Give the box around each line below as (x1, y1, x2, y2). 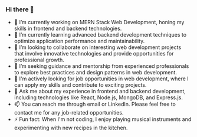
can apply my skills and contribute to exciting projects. (14, 81, 147, 89)
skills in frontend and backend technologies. (14, 25, 122, 32)
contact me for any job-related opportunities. (14, 109, 124, 116)
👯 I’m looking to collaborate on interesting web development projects (14, 44, 182, 51)
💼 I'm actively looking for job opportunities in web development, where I (14, 75, 189, 82)
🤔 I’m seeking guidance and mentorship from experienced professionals (14, 63, 189, 70)
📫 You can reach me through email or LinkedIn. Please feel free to (14, 100, 176, 108)
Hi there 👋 (5, 5, 35, 14)
